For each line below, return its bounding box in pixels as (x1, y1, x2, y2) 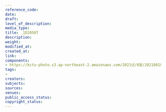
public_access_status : (5, 95, 52, 100)
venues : (5, 90, 21, 95)
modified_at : (5, 44, 32, 49)
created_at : (5, 49, 30, 54)
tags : (5, 67, 16, 72)
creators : (5, 76, 26, 81)
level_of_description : (5, 21, 52, 26)
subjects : (5, 81, 26, 86)
